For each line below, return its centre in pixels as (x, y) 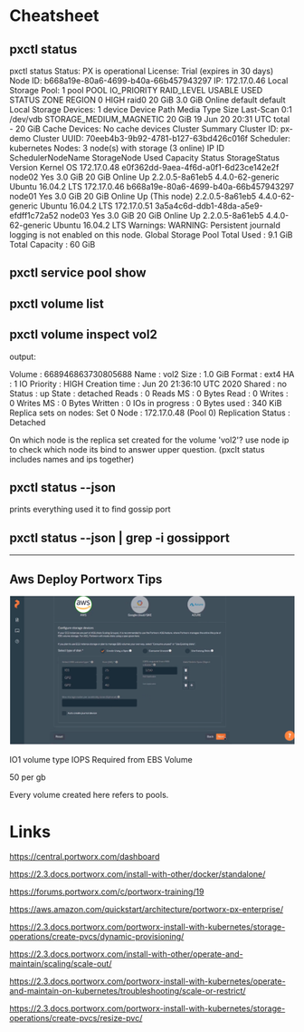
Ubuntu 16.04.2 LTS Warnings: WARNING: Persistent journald (166, 225)
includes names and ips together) (72, 459)
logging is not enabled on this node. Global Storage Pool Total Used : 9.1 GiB (151, 235)
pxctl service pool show (78, 273)
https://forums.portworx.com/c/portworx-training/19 (107, 892)
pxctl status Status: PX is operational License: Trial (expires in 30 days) (142, 71)
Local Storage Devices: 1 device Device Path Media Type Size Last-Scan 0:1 (151, 109)
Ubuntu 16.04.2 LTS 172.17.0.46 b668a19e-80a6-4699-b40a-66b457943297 (152, 186)
